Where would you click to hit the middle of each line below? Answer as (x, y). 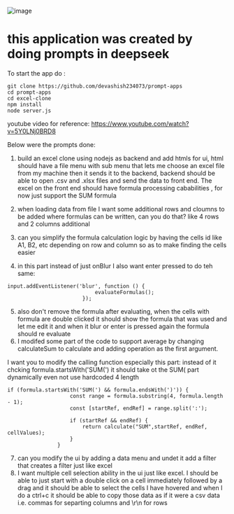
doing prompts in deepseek (88, 54)
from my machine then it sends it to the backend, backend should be (116, 173)
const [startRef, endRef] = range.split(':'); (139, 408)
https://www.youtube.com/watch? (140, 123)
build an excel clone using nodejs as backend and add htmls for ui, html (120, 158)
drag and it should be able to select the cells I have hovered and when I (120, 487)
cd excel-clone (29, 98)
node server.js (29, 111)
